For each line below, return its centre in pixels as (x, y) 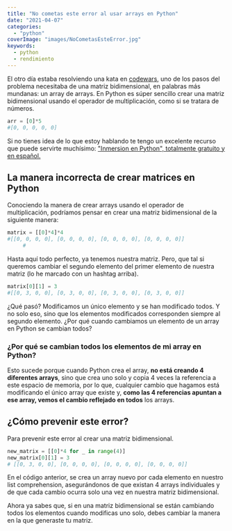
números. (21, 108)
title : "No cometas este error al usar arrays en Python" (93, 14)
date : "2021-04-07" (35, 20)
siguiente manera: (33, 220)
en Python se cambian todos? (50, 328)
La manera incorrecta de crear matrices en (101, 177)
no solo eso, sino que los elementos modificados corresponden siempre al (114, 313)
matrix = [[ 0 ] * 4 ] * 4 (35, 233)
